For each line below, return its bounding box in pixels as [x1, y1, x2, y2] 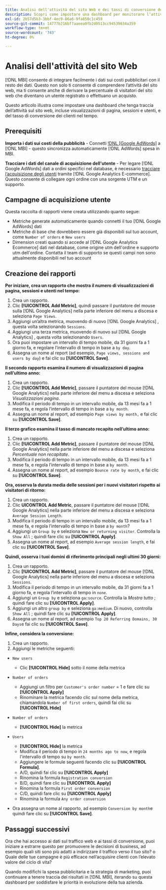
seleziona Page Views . [12, 313, 57, 319]
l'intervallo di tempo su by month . [19, 754, 86, 760]
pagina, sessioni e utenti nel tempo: [5, 288, 80, 294]
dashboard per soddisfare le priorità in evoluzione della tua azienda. [5, 879, 144, 886]
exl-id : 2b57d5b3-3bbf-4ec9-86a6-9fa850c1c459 [5, 16, 103, 21]
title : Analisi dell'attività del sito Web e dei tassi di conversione [5, 7, 156, 12]
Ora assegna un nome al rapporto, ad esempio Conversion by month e [12, 805, 153, 811]
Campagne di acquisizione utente [5, 196, 111, 204]
